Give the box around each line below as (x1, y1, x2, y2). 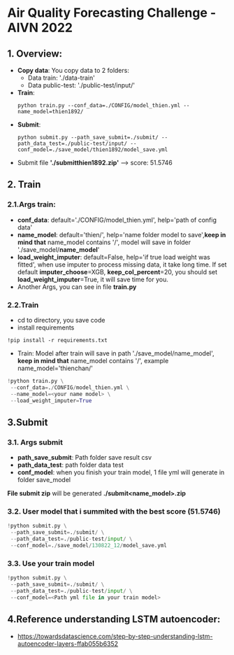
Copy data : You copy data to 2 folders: (17, 66, 129, 74)
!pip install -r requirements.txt (7, 337, 108, 344)
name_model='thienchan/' (17, 364, 93, 372)
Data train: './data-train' (27, 73, 96, 82)
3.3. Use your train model (7, 558, 95, 568)
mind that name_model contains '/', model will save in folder (17, 238, 191, 246)
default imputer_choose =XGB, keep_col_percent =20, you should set (17, 267, 218, 276)
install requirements (17, 323, 75, 332)
